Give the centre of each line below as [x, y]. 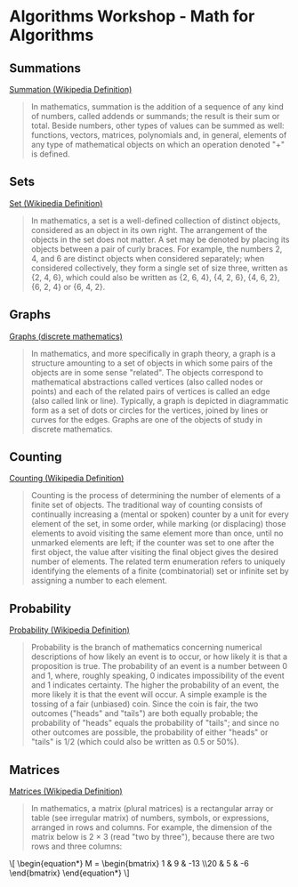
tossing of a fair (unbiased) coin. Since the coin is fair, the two [145, 704]
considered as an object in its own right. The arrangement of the [149, 230]
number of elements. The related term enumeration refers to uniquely [158, 561]
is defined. [50, 154]
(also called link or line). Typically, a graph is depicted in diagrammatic [160, 400]
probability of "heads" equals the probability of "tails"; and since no [155, 723]
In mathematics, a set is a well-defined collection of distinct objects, [156, 221]
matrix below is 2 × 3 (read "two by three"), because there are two [153, 837]
